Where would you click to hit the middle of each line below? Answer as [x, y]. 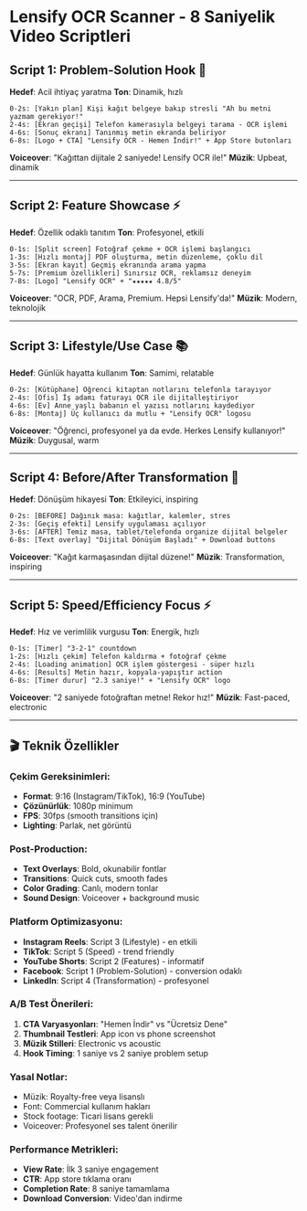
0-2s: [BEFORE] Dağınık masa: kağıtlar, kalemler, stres [120, 516]
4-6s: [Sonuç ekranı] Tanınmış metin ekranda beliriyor [118, 133]
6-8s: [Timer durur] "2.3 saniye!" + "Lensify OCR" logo [120, 681]
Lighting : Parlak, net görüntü [77, 825]
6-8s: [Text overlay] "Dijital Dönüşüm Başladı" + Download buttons [143, 540]
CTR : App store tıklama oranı [77, 1179]
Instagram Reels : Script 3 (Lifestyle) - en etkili [110, 941]
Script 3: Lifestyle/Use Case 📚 [99, 346]
